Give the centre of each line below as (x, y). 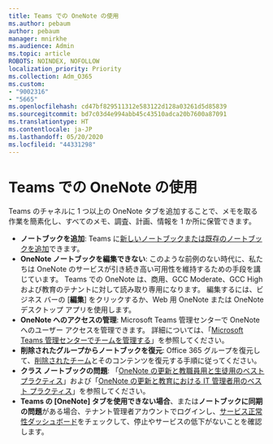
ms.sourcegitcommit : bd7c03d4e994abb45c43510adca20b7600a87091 (118, 115)
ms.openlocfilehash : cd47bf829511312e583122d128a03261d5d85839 (118, 107)
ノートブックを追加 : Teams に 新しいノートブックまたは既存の (123, 239)
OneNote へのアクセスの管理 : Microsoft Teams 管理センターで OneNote (140, 320)
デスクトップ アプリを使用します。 (78, 310)
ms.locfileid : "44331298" (52, 144)
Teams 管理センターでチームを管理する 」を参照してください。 (124, 340)
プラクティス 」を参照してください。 (90, 391)
